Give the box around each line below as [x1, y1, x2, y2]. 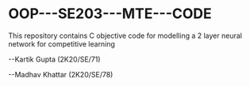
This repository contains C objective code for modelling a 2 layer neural [8, 31, 242, 40]
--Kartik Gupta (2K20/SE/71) [8, 54, 101, 64]
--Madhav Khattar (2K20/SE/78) [8, 69, 113, 79]
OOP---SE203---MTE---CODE [8, 5, 212, 23]
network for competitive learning [8, 39, 115, 48]
